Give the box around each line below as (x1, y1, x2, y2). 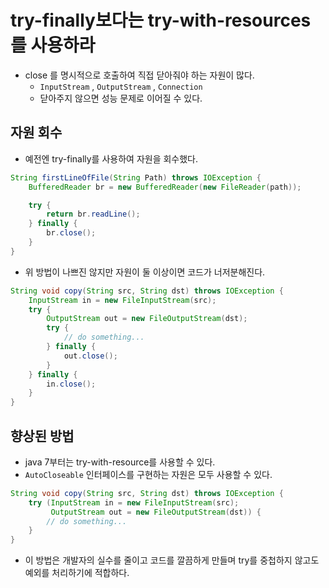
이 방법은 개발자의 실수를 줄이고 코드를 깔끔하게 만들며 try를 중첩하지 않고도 (24, 554, 320, 566)
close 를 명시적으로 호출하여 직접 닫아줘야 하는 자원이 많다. (24, 69, 255, 81)
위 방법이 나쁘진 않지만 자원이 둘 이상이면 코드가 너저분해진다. (24, 266, 266, 278)
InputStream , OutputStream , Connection (39, 80, 203, 92)
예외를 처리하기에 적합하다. (24, 567, 130, 579)
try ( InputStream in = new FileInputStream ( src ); (28, 497, 240, 508)
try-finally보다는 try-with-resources (10, 9, 312, 32)
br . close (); (46, 228, 97, 238)
